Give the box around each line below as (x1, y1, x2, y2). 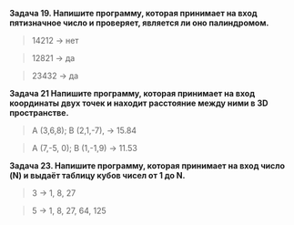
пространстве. (9, 107, 69, 118)
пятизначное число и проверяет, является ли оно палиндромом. (9, 17, 269, 28)
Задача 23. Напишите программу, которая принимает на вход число (9, 160, 285, 171)
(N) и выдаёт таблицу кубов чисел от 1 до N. (9, 170, 186, 180)
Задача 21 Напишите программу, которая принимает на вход (9, 88, 256, 98)
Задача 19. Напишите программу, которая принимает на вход (9, 8, 258, 18)
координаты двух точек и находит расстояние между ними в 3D (9, 97, 269, 108)
